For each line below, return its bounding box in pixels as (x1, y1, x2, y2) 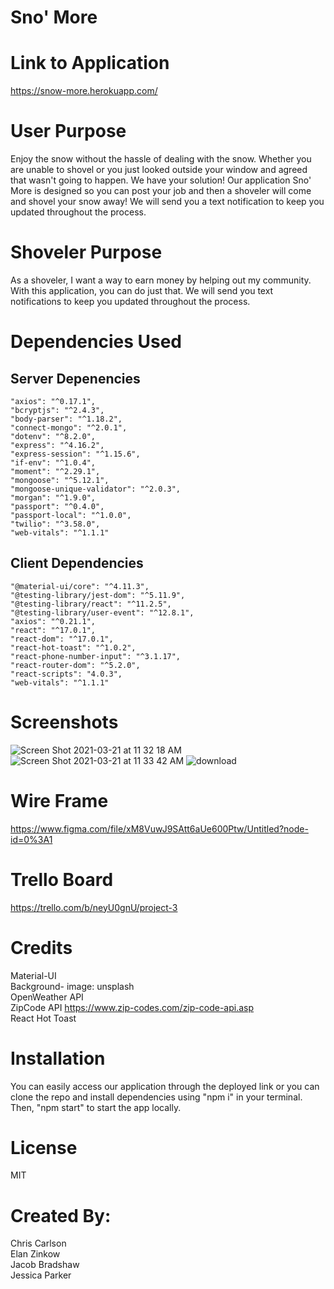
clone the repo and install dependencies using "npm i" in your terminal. (10, 1091, 303, 1103)
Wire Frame (10, 789, 109, 812)
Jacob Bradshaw (10, 1259, 80, 1271)
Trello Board (10, 868, 114, 891)
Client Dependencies (10, 555, 144, 572)
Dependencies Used (10, 331, 182, 353)
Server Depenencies (10, 370, 141, 387)
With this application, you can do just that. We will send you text (10, 285, 274, 296)
